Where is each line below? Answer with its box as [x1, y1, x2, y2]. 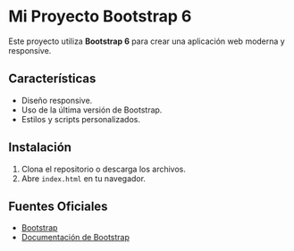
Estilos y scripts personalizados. [21, 113, 140, 124]
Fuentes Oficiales [8, 198, 108, 213]
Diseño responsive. [21, 95, 93, 105]
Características [8, 71, 97, 87]
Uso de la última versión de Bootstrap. [21, 105, 163, 115]
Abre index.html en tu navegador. [21, 172, 147, 184]
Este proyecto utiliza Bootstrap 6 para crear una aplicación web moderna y [8, 36, 285, 46]
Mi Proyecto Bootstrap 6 [8, 6, 192, 27]
